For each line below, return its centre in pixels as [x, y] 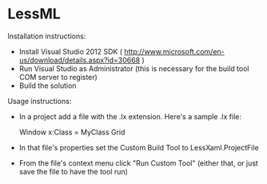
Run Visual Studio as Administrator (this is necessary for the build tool [134, 68]
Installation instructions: [47, 36]
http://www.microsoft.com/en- [174, 51]
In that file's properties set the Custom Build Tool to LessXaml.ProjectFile [139, 147]
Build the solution [48, 86]
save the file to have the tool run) [74, 171]
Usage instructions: [40, 101]
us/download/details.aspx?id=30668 [80, 60]
